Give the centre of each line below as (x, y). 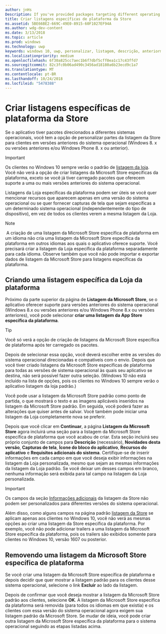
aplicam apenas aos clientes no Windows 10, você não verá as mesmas (78, 519)
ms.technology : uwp (25, 47)
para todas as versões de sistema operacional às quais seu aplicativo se (79, 370)
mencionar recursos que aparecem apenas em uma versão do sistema (77, 198)
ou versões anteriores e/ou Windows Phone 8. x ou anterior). (67, 148)
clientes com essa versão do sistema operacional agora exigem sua (74, 611)
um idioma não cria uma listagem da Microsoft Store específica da (72, 238)
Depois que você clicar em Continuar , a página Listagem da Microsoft (77, 426)
